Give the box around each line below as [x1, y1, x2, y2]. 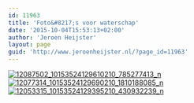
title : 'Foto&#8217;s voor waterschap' [8, 19, 140, 27]
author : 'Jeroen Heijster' [8, 33, 97, 42]
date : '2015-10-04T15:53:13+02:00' [8, 26, 125, 34]
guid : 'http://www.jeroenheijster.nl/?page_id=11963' [8, 48, 189, 56]
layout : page [8, 41, 51, 49]
